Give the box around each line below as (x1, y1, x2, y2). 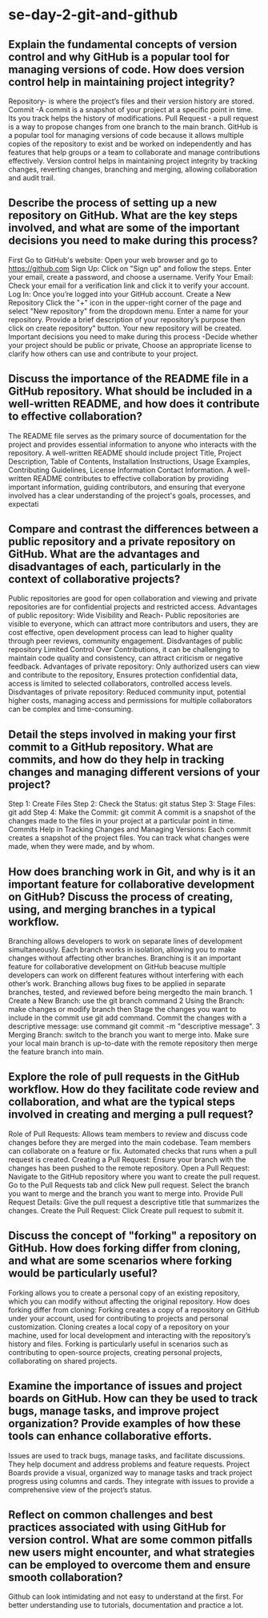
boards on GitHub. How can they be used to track (8, 1392, 258, 1406)
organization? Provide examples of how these (8, 1417, 242, 1430)
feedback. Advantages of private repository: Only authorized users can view (8, 661, 260, 671)
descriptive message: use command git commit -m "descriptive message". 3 (8, 1021, 261, 1031)
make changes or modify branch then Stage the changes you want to (8, 1005, 237, 1014)
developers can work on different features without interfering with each (8, 970, 244, 980)
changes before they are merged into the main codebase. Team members (8, 1137, 251, 1147)
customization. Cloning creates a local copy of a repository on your (8, 1321, 230, 1332)
